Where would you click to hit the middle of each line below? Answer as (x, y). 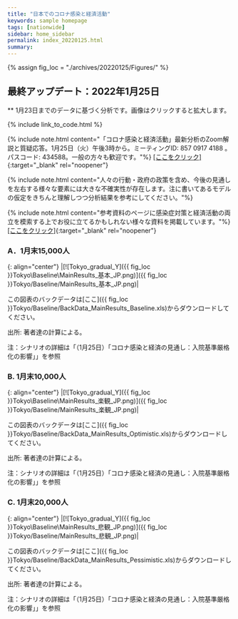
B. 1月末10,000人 (37, 377)
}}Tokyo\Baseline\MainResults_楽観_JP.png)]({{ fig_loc (87, 401)
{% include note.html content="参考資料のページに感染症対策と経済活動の (116, 213)
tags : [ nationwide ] (36, 27)
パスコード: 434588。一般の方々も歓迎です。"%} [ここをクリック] (104, 157)
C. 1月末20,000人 (38, 502)
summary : (20, 47)
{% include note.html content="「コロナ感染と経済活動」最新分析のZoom (115, 139)
